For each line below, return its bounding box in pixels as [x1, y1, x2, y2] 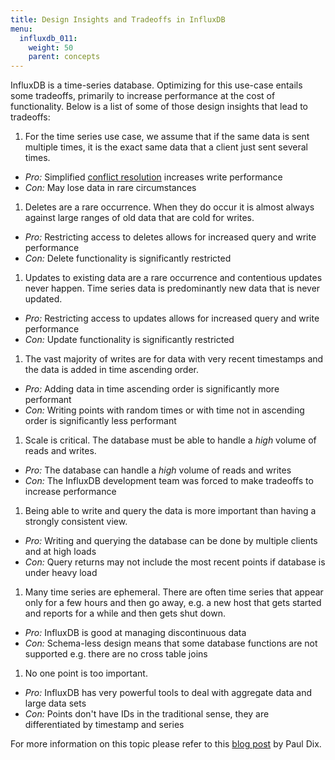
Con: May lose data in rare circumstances [24, 182, 197, 194]
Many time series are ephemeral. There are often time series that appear [24, 586, 324, 598]
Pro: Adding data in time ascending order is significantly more [24, 383, 280, 395]
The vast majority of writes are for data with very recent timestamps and [24, 353, 324, 365]
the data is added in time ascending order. [24, 364, 200, 376]
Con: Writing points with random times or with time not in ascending [24, 404, 305, 416]
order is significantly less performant [24, 415, 177, 427]
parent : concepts [28, 52, 101, 62]
